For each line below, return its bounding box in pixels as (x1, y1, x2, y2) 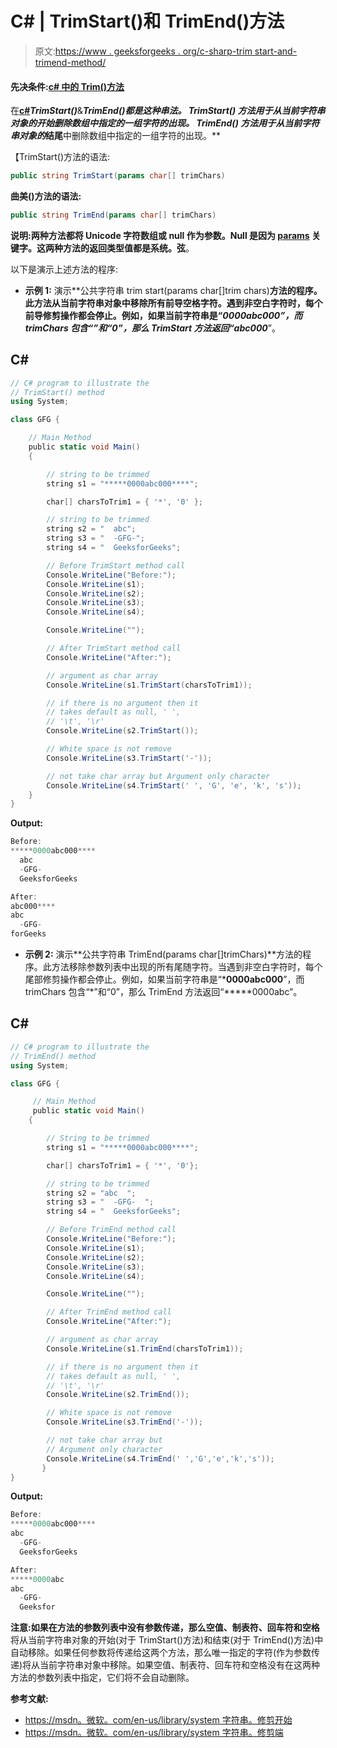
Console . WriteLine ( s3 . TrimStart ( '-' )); (46, 753, 213, 763)
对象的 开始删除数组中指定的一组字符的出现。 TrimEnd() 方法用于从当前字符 (10, 117, 320, 129)
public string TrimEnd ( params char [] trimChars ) (10, 210, 217, 221)
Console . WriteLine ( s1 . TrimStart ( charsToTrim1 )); (46, 680, 253, 690)
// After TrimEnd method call (46, 1307, 172, 1317)
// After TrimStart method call (46, 643, 182, 654)
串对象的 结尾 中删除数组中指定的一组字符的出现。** (10, 130, 222, 142)
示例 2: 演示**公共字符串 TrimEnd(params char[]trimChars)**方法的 (24, 948, 303, 961)
